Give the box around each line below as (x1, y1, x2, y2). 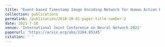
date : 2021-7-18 (5, 21, 38, 26)
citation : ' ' (5, 35, 34, 40)
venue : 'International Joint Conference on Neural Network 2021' (5, 25, 141, 30)
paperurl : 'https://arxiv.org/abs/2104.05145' (5, 30, 102, 35)
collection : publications (5, 12, 58, 17)
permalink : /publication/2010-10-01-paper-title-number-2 (5, 16, 126, 21)
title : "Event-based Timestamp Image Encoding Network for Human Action (5, 7, 157, 12)
